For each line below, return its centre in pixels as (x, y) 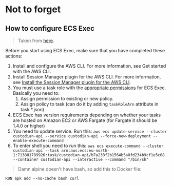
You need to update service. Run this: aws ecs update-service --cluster (90, 131)
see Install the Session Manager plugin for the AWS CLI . (72, 82)
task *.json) (32, 109)
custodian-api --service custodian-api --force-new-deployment (82, 136)
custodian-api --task (36, 151)
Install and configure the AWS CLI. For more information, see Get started (89, 66)
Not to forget (33, 9)
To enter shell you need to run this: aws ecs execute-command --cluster (88, 146)
